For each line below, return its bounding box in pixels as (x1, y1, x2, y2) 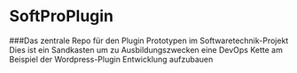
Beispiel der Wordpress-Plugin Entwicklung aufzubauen (9, 54, 214, 64)
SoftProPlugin (9, 6, 113, 26)
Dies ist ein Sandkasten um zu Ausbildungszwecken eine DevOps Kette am (9, 44, 284, 55)
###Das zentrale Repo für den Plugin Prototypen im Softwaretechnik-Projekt (9, 35, 289, 46)
